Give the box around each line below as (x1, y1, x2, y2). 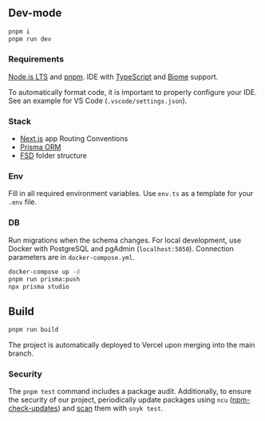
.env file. (8, 197, 38, 207)
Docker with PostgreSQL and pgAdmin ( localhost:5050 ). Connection (8, 243, 234, 254)
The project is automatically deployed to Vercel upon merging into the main (8, 340, 255, 350)
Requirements (8, 53, 65, 65)
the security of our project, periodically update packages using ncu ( (8, 395, 233, 405)
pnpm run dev (8, 35, 52, 43)
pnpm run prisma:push (8, 275, 81, 283)
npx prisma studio (8, 282, 69, 290)
